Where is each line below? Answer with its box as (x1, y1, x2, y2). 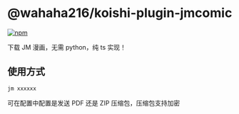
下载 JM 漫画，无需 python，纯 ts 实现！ (7, 42, 127, 51)
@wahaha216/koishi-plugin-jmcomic (7, 5, 233, 21)
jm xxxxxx (7, 85, 37, 92)
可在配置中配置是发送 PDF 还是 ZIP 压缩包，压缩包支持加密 (7, 98, 180, 107)
